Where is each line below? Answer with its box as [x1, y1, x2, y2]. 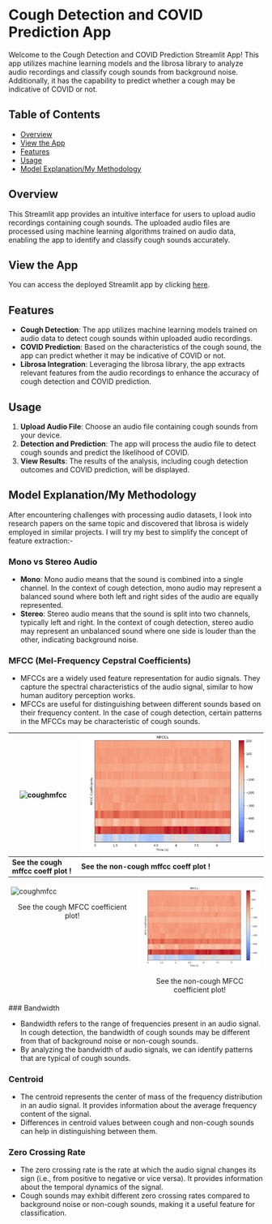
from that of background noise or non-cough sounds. [19, 1036, 198, 1045]
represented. [19, 601, 63, 610]
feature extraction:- [8, 536, 74, 545]
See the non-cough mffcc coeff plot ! [80, 862, 210, 872]
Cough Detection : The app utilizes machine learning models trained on [19, 325, 257, 334]
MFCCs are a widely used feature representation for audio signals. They [19, 674, 261, 683]
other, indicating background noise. [19, 635, 139, 644]
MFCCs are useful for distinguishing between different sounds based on [19, 700, 261, 709]
